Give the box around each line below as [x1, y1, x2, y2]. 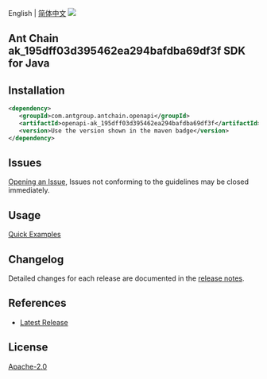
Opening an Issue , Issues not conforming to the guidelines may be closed [8, 177, 249, 186]
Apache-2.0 [8, 362, 48, 371]
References [8, 297, 67, 310]
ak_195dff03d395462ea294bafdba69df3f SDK [8, 44, 246, 58]
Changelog [8, 252, 64, 266]
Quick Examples [8, 230, 61, 239]
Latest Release [19, 317, 69, 327]
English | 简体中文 [8, 9, 67, 17]
